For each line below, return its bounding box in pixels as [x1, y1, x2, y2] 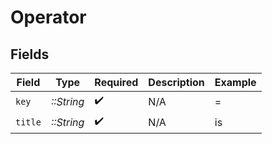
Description [148, 76, 205, 89]
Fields [10, 46, 50, 63]
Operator [10, 6, 87, 29]
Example [214, 76, 257, 89]
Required [94, 76, 139, 89]
